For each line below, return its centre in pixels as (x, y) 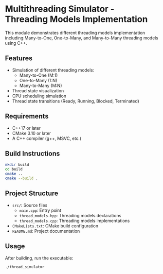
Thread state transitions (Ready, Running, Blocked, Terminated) (76, 101)
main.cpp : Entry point (40, 210)
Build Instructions (33, 153)
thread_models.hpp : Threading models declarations (70, 215)
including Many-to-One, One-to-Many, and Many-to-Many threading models (82, 38)
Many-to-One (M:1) (38, 75)
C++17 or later (26, 128)
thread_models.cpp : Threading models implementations (74, 221)
